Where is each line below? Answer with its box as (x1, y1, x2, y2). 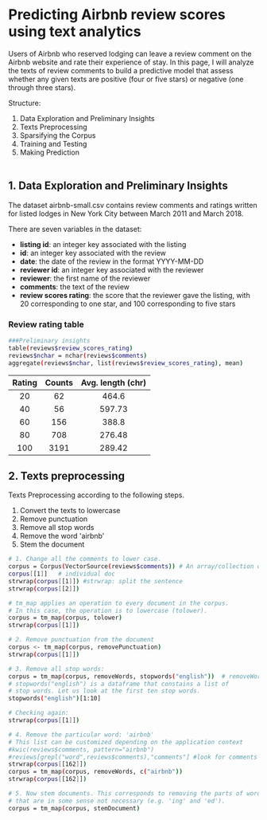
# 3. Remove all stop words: (8, 665, 105, 673)
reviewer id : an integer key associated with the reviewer (19, 265, 204, 274)
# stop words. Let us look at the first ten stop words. (8, 687, 201, 695)
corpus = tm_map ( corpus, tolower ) (8, 614, 123, 622)
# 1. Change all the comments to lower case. (8, 555, 161, 563)
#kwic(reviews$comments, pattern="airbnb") (8, 745, 155, 754)
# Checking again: (8, 709, 69, 717)
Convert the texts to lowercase (19, 506, 121, 516)
